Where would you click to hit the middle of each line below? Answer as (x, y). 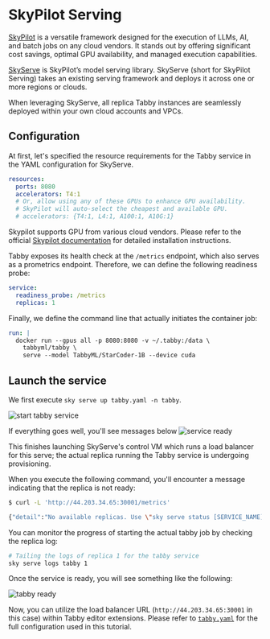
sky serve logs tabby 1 (48, 563)
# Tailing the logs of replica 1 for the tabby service (104, 556)
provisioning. (30, 464)
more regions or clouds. (48, 87)
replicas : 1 (36, 303)
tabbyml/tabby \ (50, 348)
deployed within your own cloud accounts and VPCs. (96, 111)
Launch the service (57, 380)
